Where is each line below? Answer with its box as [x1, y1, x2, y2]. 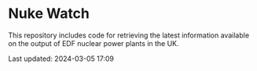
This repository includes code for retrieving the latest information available [8, 30, 250, 40]
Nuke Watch [8, 5, 90, 23]
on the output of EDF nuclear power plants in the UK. [8, 38, 179, 48]
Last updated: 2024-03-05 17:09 [8, 54, 114, 63]
